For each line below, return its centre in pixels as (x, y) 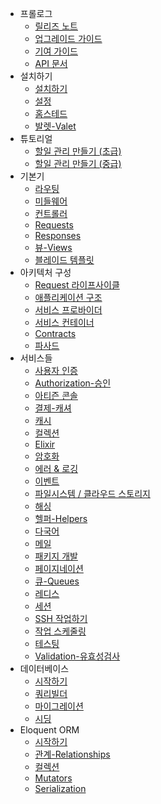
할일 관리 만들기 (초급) (78, 151)
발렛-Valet (55, 126)
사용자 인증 (56, 370)
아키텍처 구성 (45, 272)
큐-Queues (57, 581)
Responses (58, 235)
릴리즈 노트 (56, 26)
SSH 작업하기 (61, 618)
